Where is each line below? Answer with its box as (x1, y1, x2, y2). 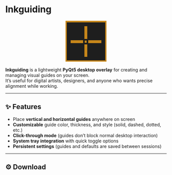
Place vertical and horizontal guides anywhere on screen (12, 116, 136, 122)
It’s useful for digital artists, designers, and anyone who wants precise (5, 78, 153, 84)
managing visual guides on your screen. (5, 72, 90, 78)
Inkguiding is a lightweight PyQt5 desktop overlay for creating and (5, 66, 147, 72)
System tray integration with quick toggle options (12, 138, 119, 144)
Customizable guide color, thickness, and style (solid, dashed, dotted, (12, 121, 161, 128)
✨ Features (5, 103, 41, 111)
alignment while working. (5, 83, 58, 89)
